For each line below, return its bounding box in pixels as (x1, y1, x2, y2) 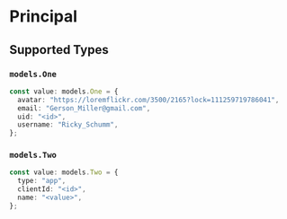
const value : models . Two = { (9, 168, 119, 177)
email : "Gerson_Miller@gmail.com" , (17, 103, 151, 113)
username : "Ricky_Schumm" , (17, 120, 119, 129)
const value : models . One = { (9, 87, 119, 96)
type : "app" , (17, 177, 67, 186)
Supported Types (9, 42, 110, 57)
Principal (9, 6, 78, 27)
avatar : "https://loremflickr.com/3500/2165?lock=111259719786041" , (17, 95, 280, 104)
